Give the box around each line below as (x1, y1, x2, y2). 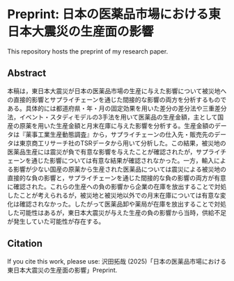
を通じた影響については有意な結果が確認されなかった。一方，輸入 (25, 156, 214, 164)
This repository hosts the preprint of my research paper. (7, 47, 169, 56)
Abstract (7, 67, 47, 79)
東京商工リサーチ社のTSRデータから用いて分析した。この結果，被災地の (19, 138, 226, 147)
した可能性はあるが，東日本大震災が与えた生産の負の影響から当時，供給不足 (7, 208, 227, 216)
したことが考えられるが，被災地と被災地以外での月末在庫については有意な (7, 191, 221, 199)
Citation (7, 238, 43, 250)
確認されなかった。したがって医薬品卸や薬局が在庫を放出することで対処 (19, 200, 226, 208)
